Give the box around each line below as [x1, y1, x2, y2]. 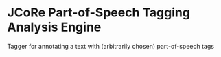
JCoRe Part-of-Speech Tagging [7, 5, 191, 21]
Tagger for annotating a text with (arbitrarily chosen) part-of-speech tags [7, 42, 215, 50]
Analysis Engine [7, 19, 102, 35]
